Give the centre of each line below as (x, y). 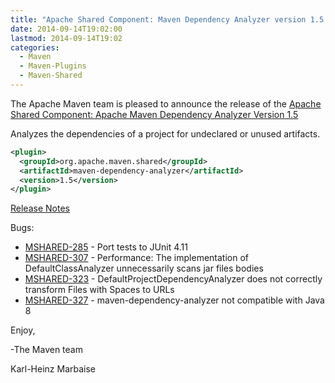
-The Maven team (46, 350)
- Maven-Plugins (53, 66)
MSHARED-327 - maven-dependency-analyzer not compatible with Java (174, 300)
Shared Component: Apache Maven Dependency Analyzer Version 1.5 (154, 114)
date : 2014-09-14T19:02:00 (66, 29)
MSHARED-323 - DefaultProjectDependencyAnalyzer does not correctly (173, 279)
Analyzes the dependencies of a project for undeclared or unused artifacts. (165, 133)
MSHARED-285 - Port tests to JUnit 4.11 (106, 247)
